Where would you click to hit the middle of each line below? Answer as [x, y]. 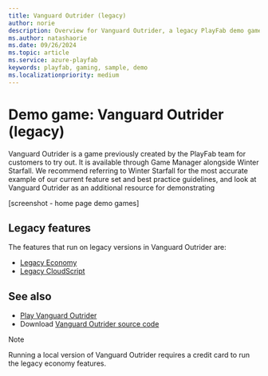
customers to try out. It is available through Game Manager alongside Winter [134, 162]
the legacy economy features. [57, 363]
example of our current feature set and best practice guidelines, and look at [132, 179]
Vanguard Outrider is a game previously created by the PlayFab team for [127, 153]
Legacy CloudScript [52, 271]
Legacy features [50, 228]
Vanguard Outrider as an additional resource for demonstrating [112, 188]
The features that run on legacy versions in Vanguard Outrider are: [118, 247]
